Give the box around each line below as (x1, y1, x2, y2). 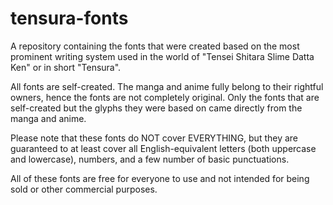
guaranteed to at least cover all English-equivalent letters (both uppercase (10, 142, 317, 154)
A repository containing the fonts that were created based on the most (10, 40, 300, 52)
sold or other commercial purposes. (10, 183, 158, 195)
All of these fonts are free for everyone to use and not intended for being (10, 172, 310, 184)
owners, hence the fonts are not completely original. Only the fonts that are (10, 91, 320, 103)
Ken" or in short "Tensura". (10, 61, 122, 73)
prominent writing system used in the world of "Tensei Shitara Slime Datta (10, 50, 315, 62)
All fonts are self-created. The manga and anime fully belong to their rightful (10, 80, 324, 92)
